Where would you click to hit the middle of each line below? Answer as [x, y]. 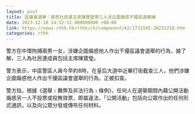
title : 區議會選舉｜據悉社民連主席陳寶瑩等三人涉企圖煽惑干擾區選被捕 [81, 17]
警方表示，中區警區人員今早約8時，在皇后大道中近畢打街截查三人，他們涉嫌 [98, 71]
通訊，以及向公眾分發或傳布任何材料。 [57, 105]
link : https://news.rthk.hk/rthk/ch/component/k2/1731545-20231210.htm [95, 28]
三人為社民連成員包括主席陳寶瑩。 [57, 58]
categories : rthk [27, 33]
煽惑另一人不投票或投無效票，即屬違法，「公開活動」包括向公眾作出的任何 [95, 98]
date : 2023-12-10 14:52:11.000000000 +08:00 [61, 22]
